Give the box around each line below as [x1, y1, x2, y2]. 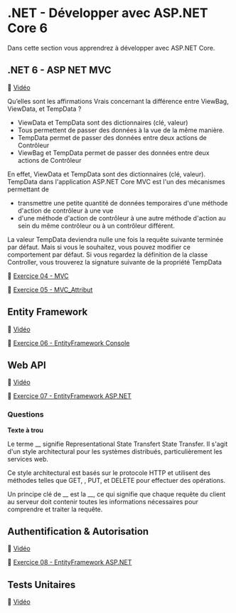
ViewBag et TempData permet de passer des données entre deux [17, 148, 210, 157]
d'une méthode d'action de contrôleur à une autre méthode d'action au [17, 213, 226, 222]
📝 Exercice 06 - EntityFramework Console [7, 339, 130, 347]
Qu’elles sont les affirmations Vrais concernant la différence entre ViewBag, [7, 97, 229, 105]
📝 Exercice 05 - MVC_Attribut [7, 285, 93, 294]
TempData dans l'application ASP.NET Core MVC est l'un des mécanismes [7, 177, 225, 186]
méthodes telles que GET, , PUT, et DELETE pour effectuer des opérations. [7, 476, 226, 484]
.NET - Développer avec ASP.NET [7, 5, 208, 21]
